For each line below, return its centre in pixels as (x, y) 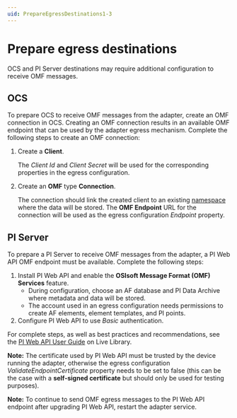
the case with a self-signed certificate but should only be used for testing (116, 378)
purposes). (23, 385)
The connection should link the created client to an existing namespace (122, 200)
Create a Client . (41, 151)
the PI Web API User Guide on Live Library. (70, 342)
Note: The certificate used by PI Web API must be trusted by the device (112, 356)
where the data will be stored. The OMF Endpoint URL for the (107, 208)
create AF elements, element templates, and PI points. (107, 313)
